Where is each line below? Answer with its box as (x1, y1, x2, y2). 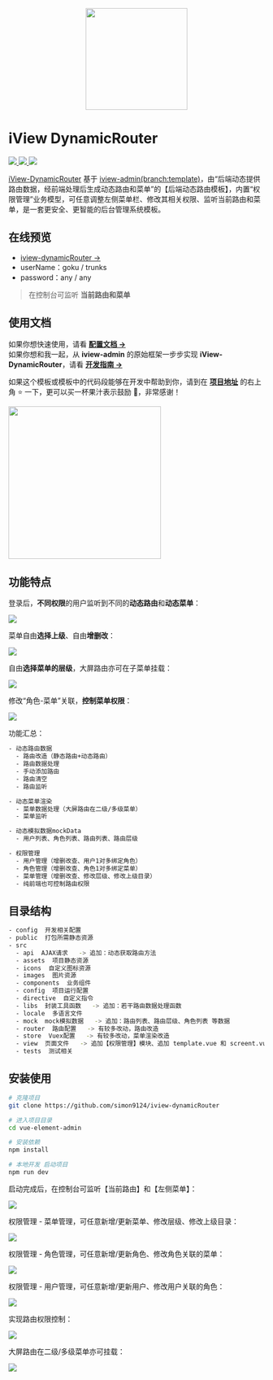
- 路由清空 (15, 775, 48, 783)
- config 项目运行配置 (15, 987, 89, 995)
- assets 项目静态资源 (15, 956, 89, 964)
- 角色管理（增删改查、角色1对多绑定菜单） (15, 864, 142, 872)
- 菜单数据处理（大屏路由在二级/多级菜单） (15, 805, 142, 813)
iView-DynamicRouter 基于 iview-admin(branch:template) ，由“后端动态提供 (8, 173, 261, 183)
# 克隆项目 (8, 1094, 41, 1102)
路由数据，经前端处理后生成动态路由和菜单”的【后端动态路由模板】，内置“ (8, 184, 253, 194)
